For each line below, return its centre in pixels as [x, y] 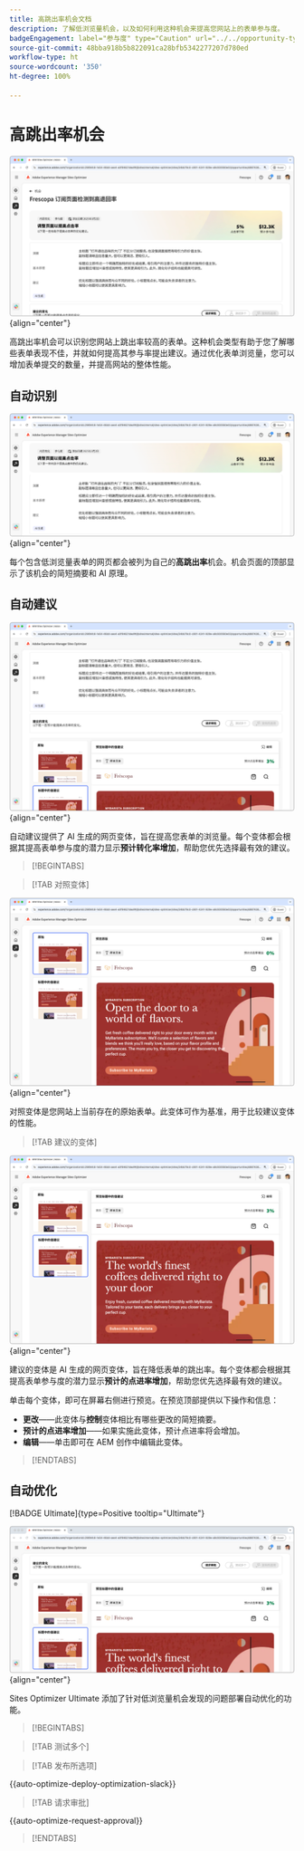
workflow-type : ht [44, 58]
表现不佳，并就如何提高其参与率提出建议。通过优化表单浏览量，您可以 [164, 353]
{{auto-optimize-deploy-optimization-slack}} [93, 1783]
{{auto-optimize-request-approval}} [76, 1820]
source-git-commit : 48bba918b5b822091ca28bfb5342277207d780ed [129, 48]
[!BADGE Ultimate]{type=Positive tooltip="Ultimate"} [107, 1513]
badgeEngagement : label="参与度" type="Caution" [101, 38]
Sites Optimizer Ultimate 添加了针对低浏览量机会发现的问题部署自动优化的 [147, 1698]
